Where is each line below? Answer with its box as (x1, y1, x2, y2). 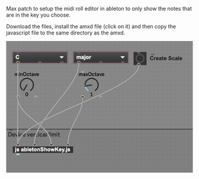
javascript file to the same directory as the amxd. (6, 29, 126, 36)
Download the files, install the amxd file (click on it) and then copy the (6, 23, 176, 30)
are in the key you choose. (6, 11, 71, 18)
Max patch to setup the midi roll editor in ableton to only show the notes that (6, 5, 192, 12)
